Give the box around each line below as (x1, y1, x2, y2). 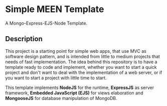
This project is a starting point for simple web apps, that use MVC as (5, 48, 146, 54)
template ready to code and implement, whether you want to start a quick (5, 64, 157, 70)
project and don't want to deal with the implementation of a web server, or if (5, 69, 162, 75)
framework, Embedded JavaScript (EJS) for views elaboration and (5, 89, 143, 96)
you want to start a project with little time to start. (5, 74, 107, 81)
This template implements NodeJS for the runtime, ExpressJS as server (5, 84, 154, 90)
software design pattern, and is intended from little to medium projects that (5, 53, 160, 59)
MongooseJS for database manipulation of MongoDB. (5, 95, 117, 101)
